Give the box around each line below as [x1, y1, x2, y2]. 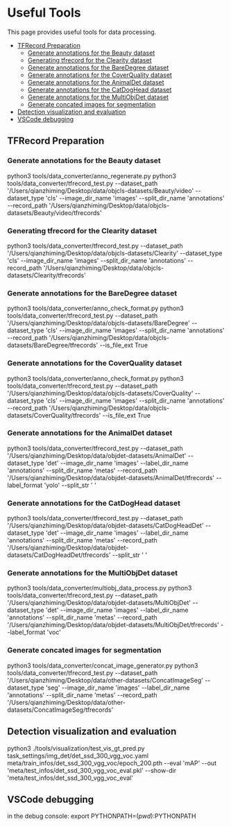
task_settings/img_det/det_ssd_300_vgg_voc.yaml [7, 751, 149, 760]
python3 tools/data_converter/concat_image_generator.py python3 [7, 661, 198, 670]
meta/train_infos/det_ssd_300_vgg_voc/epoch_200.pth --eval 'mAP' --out [7, 758, 217, 767]
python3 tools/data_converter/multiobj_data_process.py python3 [7, 584, 192, 592]
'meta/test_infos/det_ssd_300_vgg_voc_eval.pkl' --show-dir [7, 766, 177, 774]
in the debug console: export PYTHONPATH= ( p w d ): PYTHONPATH [7, 812, 196, 820]
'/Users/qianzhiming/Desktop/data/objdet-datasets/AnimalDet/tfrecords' [7, 473, 215, 481]
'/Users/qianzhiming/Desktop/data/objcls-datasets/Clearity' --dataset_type [7, 248, 223, 257]
